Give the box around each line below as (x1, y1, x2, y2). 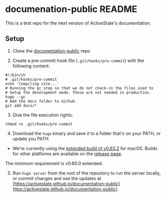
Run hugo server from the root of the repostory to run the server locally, (12, 170, 161, 176)
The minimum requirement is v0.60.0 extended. (5, 160, 103, 166)
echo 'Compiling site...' (5, 81, 59, 86)
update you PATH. (12, 135, 50, 141)
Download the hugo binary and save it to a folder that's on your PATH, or (12, 130, 161, 136)
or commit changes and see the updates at (12, 175, 101, 181)
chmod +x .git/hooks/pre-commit (5, 121, 73, 126)
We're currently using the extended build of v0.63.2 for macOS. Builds (12, 145, 158, 151)
